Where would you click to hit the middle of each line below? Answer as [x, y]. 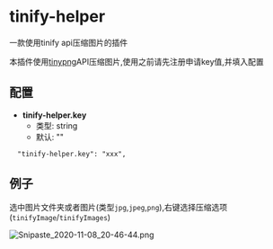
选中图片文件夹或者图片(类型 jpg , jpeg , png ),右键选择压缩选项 [118, 207]
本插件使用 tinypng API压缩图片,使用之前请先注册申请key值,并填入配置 [136, 61]
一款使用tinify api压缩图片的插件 [69, 42]
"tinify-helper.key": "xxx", [72, 154]
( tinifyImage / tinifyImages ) [60, 217]
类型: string [57, 125]
